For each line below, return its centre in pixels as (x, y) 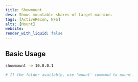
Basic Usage (26, 54)
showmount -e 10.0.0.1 (29, 66)
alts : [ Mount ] (20, 24)
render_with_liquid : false (34, 33)
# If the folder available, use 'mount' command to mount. (70, 75)
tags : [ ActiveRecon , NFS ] (33, 19)
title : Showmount (24, 10)
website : (15, 29)
